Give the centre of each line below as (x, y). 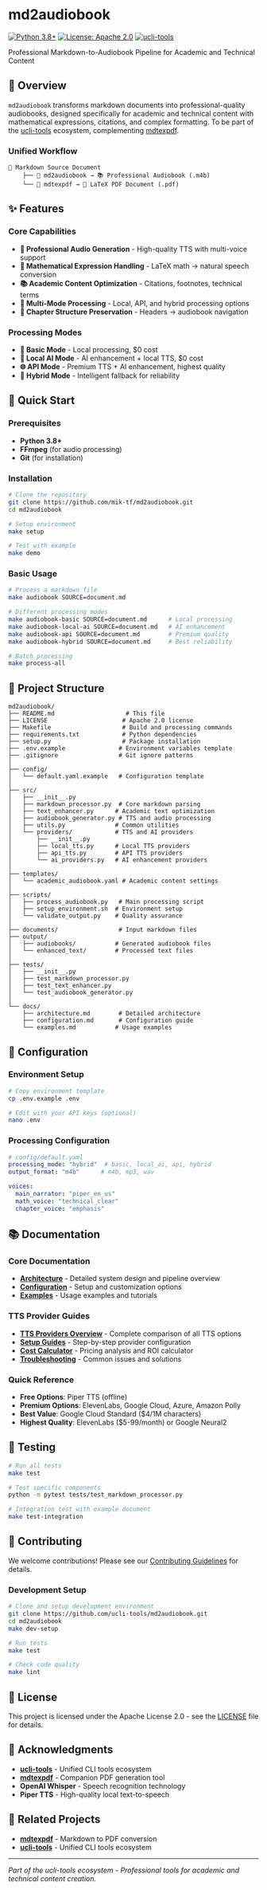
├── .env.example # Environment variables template (120, 749)
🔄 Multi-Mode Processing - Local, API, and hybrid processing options (135, 303)
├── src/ (23, 791)
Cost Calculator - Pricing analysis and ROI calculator (106, 1350)
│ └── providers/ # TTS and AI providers (101, 832)
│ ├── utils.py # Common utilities (94, 825)
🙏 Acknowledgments (61, 1750)
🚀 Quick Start (42, 401)
